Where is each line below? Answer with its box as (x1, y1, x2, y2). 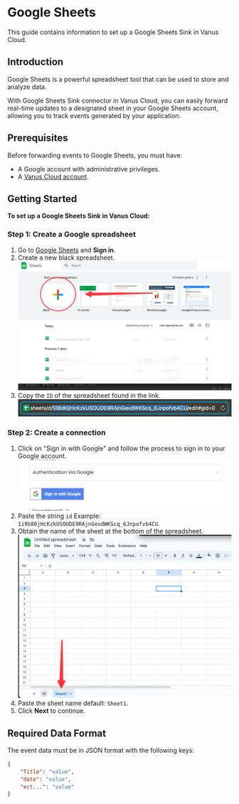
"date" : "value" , (20, 776, 72, 783)
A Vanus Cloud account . (17, 172, 89, 181)
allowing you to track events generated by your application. (7, 111, 181, 120)
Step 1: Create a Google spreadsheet (7, 229, 137, 239)
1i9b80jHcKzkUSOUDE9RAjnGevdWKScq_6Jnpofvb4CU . (17, 519, 160, 527)
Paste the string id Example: (17, 512, 101, 520)
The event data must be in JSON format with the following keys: (7, 746, 194, 754)
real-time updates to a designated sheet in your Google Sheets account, (7, 104, 219, 112)
